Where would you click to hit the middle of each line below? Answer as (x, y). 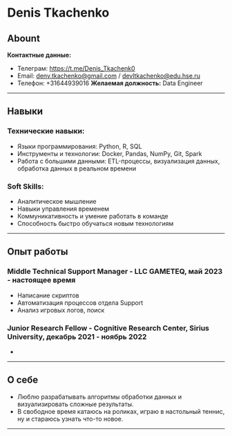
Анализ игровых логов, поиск (61, 310)
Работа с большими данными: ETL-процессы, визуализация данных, (118, 161)
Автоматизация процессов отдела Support (80, 302)
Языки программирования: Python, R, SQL (79, 146)
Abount (23, 38)
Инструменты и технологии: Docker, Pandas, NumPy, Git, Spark (109, 153)
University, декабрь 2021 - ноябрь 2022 (77, 336)
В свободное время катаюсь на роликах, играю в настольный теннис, (121, 411)
